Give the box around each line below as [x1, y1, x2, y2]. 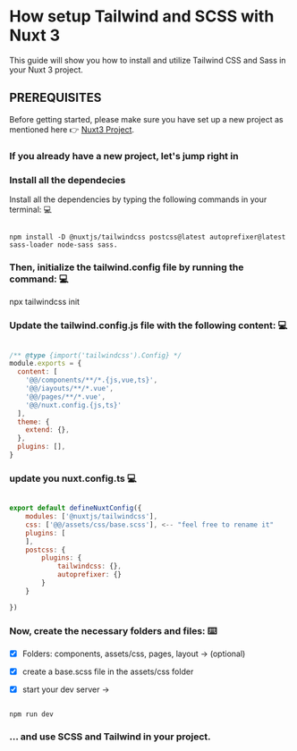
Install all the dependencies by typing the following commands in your [9, 194, 267, 205]
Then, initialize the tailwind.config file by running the [9, 261, 244, 274]
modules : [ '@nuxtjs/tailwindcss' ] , [25, 512, 158, 521]
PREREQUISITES [9, 90, 102, 105]
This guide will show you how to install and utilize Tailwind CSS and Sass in [9, 55, 286, 65]
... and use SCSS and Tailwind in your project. [9, 730, 212, 743]
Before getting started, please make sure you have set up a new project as [9, 114, 284, 124]
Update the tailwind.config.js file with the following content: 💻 [9, 319, 288, 332]
